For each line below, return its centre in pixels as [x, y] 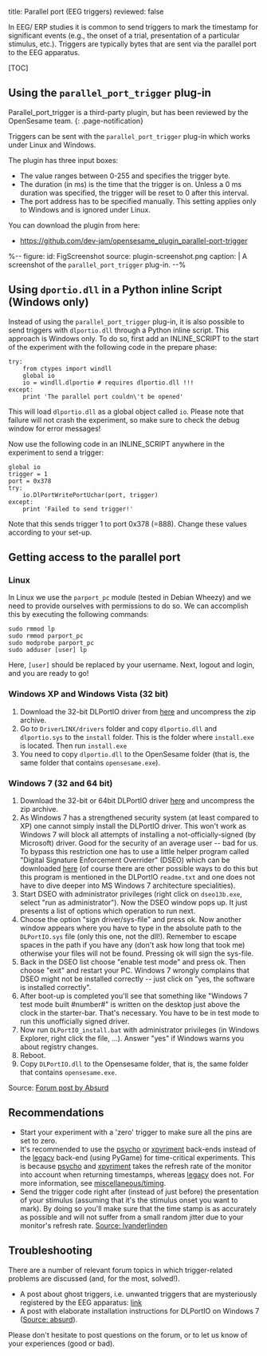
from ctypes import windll [67, 368]
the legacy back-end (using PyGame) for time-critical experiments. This [137, 1157]
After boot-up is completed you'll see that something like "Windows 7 [134, 996]
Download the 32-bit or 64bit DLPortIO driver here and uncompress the [137, 800]
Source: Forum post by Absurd [59, 1088]
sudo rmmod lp [32, 629]
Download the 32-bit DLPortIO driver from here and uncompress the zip [138, 711]
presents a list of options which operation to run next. [108, 911]
